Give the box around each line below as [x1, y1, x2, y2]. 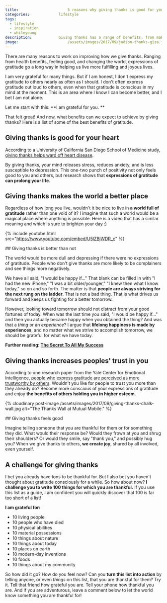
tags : [5, 16, 16, 21]
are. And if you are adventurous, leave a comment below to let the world [5, 587, 153, 593]
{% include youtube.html [5, 231, 56, 237]
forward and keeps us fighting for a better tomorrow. [5, 296, 113, 302]
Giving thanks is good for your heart [5, 134, 119, 142]
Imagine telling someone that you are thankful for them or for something [5, 425, 153, 431]
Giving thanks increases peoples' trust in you [5, 356, 149, 365]
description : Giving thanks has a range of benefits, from [5, 35, 155, 40]
